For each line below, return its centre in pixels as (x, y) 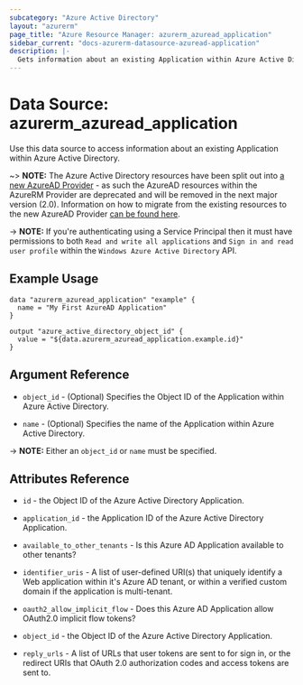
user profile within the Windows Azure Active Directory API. (123, 250)
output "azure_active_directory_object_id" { (96, 331)
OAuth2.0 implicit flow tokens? (79, 618)
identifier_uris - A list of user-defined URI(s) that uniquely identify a (152, 572)
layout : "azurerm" (44, 26)
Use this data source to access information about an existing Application (144, 148)
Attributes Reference (69, 479)
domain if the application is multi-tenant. (97, 591)
